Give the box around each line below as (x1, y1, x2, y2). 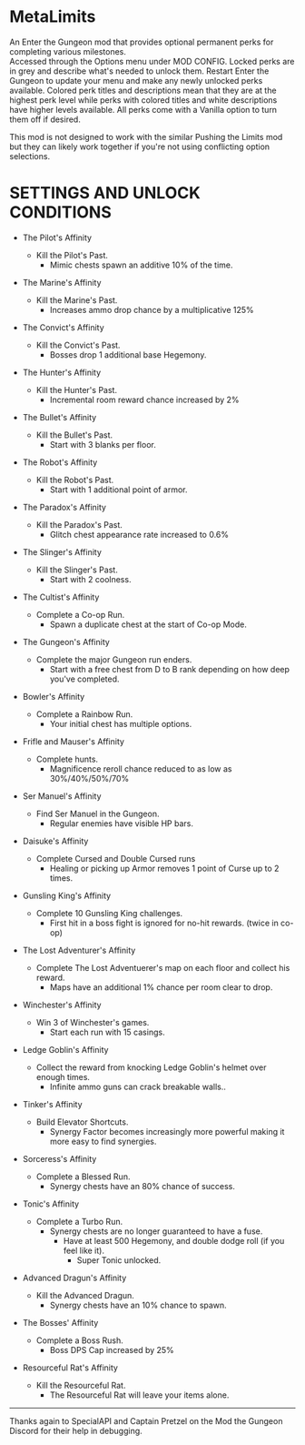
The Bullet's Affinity (22, 411, 97, 422)
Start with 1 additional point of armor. (49, 484, 188, 495)
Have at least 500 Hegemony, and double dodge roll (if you (63, 1235, 285, 1246)
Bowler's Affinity (22, 691, 85, 702)
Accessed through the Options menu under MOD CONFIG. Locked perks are (9, 56, 295, 66)
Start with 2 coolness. (49, 573, 132, 584)
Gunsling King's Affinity (22, 890, 112, 901)
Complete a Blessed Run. (35, 1171, 131, 1182)
